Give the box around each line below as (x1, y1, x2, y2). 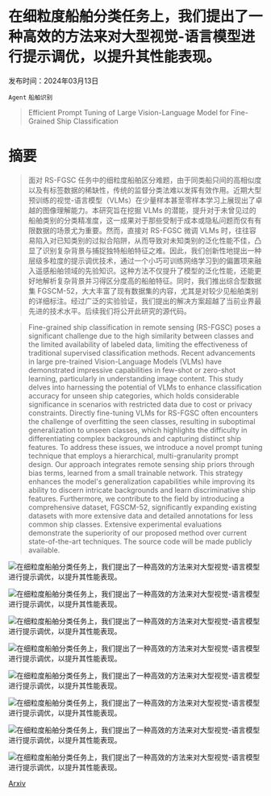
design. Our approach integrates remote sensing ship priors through (27, 459, 256, 469)
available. (27, 545, 60, 555)
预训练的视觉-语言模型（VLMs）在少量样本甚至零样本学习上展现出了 (27, 195, 256, 205)
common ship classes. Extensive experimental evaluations (27, 519, 222, 529)
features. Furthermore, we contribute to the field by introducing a (27, 494, 244, 503)
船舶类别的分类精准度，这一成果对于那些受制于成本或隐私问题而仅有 (27, 215, 255, 225)
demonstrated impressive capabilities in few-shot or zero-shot (27, 365, 236, 375)
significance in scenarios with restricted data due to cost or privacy (27, 399, 252, 409)
